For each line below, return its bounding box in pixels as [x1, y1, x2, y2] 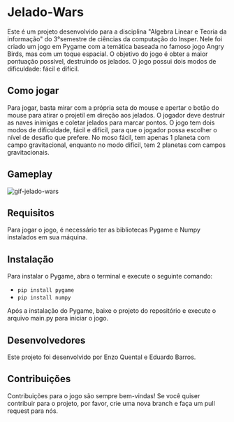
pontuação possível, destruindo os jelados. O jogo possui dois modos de [7, 57, 217, 65]
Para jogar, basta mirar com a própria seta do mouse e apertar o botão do [7, 103, 219, 112]
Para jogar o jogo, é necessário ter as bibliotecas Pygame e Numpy [7, 225, 201, 234]
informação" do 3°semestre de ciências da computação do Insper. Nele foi [7, 34, 222, 43]
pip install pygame [17, 287, 75, 294]
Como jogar [7, 85, 59, 97]
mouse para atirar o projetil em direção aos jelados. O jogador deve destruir [7, 111, 226, 119]
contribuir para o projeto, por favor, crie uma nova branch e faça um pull [7, 399, 215, 407]
